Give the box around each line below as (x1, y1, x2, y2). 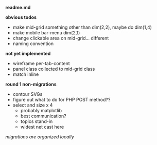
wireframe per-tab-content (12, 60, 71, 66)
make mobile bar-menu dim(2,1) (12, 30, 80, 35)
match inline (12, 71, 39, 77)
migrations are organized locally (5, 134, 75, 140)
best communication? (20, 113, 66, 119)
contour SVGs (12, 91, 43, 97)
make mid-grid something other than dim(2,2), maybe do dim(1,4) (12, 24, 152, 30)
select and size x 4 (12, 102, 53, 108)
